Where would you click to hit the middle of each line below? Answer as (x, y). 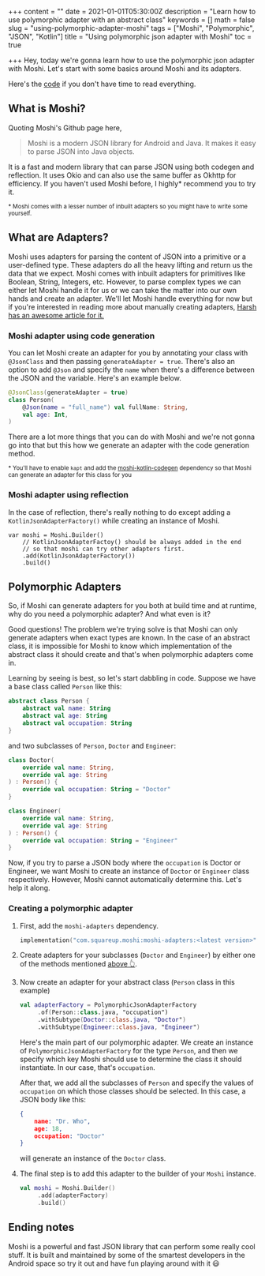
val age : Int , (45, 415)
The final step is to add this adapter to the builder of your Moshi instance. (138, 1174)
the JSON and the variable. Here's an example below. (95, 377)
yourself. (20, 213)
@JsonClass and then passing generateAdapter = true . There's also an (121, 361)
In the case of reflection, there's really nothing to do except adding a (119, 512)
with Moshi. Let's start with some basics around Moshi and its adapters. (125, 69)
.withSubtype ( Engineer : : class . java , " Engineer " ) (119, 1027)
